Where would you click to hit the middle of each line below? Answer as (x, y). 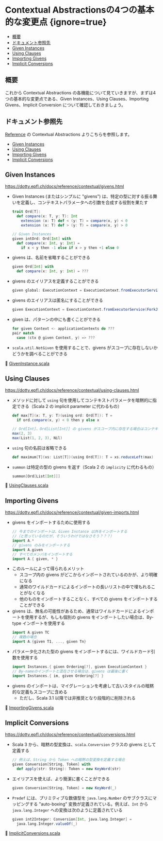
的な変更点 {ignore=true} (56, 22)
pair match (23, 333)
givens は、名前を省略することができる (51, 258)
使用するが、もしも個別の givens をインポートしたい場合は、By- (89, 617)
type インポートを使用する (39, 623)
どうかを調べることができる (40, 353)
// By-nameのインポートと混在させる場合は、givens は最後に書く (70, 671)
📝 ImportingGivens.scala (30, 707)
